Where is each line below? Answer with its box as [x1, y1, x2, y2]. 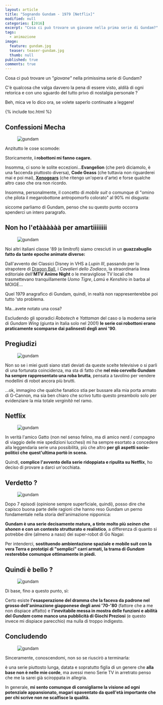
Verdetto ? [5, 478, 38, 487]
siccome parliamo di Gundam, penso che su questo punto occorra [5, 204, 138, 210]
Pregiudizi [5, 340, 37, 348]
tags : [5, 30, 16, 35]
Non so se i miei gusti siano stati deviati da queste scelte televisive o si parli [5, 362, 158, 368]
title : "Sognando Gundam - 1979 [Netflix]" [5, 12, 95, 17]
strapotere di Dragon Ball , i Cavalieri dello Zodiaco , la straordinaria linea [5, 266, 150, 272]
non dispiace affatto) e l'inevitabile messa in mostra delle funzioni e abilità [5, 608, 158, 614]
